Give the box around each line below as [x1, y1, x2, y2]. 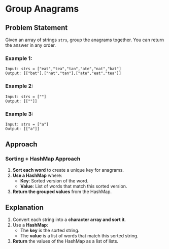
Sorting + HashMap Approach [5, 155, 81, 163]
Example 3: [5, 110, 34, 117]
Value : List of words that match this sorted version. [20, 183, 127, 189]
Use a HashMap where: [12, 172, 62, 178]
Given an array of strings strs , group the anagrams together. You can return [5, 37, 164, 43]
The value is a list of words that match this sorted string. [20, 233, 139, 239]
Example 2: [5, 82, 33, 89]
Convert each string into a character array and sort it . [12, 216, 126, 223]
